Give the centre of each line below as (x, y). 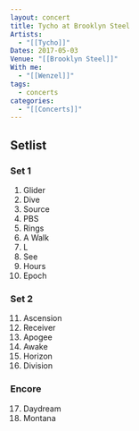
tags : (20, 84)
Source (36, 209)
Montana (39, 418)
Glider (34, 190)
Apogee (37, 337)
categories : (32, 101)
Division (37, 366)
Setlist (29, 145)
